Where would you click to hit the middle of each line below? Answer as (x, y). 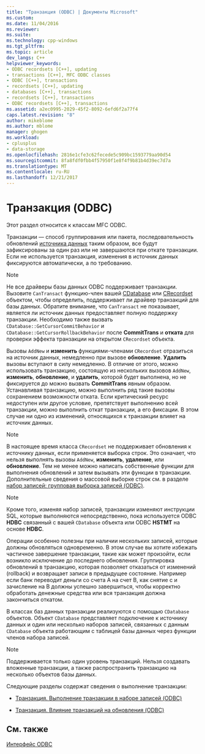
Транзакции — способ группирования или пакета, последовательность (100, 236)
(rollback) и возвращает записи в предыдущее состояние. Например (96, 573)
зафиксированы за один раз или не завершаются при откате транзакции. (102, 250)
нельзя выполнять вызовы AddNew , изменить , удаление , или (85, 459)
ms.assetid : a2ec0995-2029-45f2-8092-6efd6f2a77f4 (72, 109)
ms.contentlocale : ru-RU (38, 172)
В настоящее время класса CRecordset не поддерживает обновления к (99, 446)
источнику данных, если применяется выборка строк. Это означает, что (101, 453)
